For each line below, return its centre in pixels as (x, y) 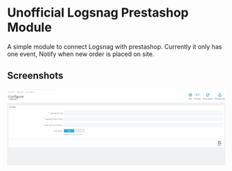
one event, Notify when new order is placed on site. (81, 54)
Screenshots (35, 76)
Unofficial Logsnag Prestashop (98, 13)
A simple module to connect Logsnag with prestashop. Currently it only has (115, 46)
